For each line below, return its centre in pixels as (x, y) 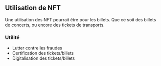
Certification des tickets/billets (43, 53)
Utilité (12, 37)
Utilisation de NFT (33, 8)
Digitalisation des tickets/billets (43, 58)
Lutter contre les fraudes (37, 48)
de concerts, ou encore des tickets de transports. (55, 25)
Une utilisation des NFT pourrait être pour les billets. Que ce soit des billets (80, 19)
